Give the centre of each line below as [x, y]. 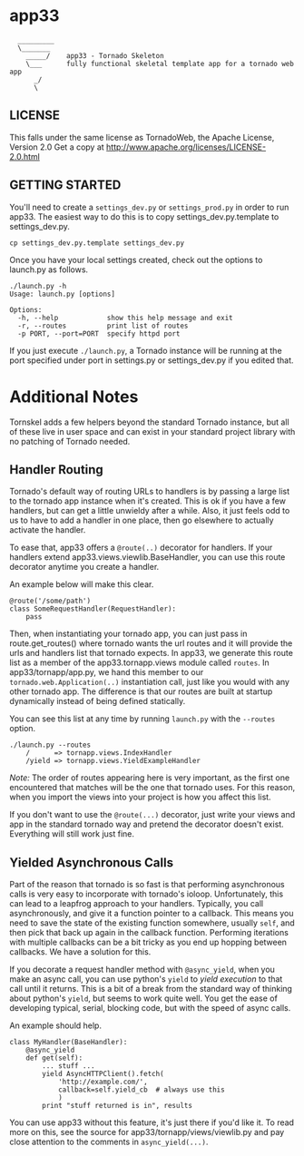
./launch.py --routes [50, 745]
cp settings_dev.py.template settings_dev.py [97, 243]
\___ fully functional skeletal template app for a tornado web [160, 64]
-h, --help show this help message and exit [125, 318]
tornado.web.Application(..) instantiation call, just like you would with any [150, 682]
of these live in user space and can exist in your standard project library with [152, 431]
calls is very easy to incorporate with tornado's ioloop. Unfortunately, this [147, 894]
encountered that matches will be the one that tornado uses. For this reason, [152, 788]
